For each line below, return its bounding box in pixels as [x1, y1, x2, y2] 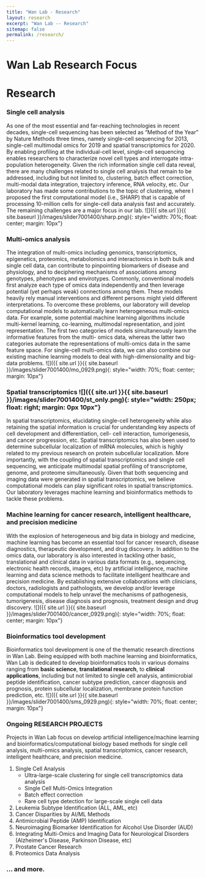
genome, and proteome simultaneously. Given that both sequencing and [6, 469, 188, 477]
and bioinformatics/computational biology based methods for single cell [6, 740, 188, 747]
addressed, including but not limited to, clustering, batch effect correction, [6, 174, 194, 181]
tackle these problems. [6, 495, 64, 502]
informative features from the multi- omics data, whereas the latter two [6, 333, 185, 341]
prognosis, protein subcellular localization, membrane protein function [6, 684, 184, 692]
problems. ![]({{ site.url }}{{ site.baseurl [18, 360, 118, 367]
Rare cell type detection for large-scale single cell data [24, 798, 163, 805]
